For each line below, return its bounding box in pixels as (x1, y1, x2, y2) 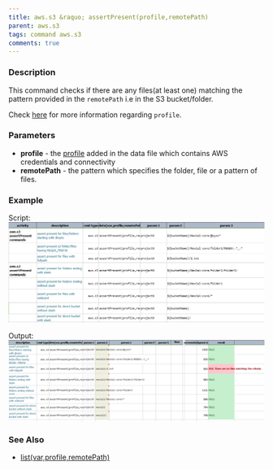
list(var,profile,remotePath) (19, 452, 110, 463)
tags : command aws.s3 (8, 30, 82, 38)
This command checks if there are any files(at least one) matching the (8, 85, 243, 95)
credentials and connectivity (19, 157, 116, 167)
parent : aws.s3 (8, 21, 60, 30)
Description (8, 67, 56, 78)
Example (8, 194, 44, 206)
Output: (8, 331, 34, 341)
